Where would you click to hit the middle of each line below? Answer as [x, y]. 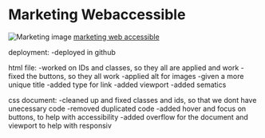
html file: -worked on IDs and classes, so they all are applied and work [124, 67]
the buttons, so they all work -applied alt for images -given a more [135, 76]
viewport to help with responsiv [60, 125]
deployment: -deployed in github [62, 52]
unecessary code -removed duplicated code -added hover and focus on [127, 108]
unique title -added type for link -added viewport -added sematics [117, 85]
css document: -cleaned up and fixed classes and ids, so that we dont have [132, 100]
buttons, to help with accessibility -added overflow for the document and [129, 116]
